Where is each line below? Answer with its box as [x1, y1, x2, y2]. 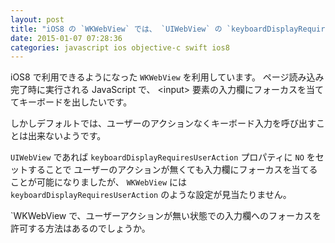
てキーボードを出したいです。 [10, 96, 133, 108]
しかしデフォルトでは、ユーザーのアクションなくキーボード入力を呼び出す [10, 117, 317, 130]
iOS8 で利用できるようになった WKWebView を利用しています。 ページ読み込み [10, 71, 325, 83]
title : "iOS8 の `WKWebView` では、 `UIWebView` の [10, 24, 223, 34]
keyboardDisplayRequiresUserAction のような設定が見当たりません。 [10, 189, 292, 201]
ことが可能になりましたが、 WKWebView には [10, 176, 188, 188]
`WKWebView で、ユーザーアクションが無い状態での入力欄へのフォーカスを [10, 210, 322, 222]
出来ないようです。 [27, 130, 107, 142]
